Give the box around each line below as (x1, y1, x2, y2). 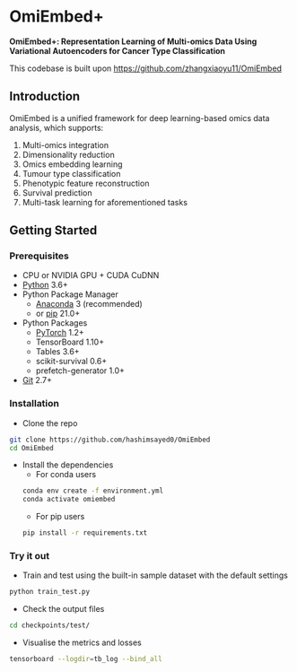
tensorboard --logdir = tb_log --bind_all (9, 655, 163, 664)
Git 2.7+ (22, 375, 52, 386)
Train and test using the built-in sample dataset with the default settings (22, 570, 289, 580)
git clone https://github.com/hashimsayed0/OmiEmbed (9, 435, 211, 444)
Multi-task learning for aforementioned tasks (22, 196, 188, 207)
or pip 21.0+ (35, 308, 81, 319)
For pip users (35, 511, 85, 522)
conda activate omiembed (22, 495, 116, 504)
